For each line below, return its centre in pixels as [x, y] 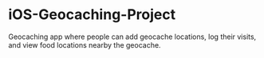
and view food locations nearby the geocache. [85, 44]
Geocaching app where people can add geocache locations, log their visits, [132, 37]
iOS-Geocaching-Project [92, 15]
